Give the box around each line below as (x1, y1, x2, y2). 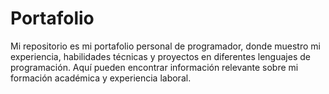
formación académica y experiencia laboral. (10, 72, 192, 84)
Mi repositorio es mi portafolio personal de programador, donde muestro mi (10, 40, 321, 52)
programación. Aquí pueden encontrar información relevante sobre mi (10, 61, 299, 73)
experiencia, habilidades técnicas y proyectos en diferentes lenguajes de (10, 50, 311, 62)
